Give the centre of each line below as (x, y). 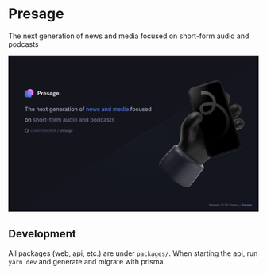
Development (43, 234)
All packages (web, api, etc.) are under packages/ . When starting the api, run (133, 253)
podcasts (23, 44)
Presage (36, 14)
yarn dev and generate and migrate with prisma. (87, 261)
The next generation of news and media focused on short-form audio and (129, 36)
